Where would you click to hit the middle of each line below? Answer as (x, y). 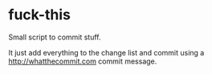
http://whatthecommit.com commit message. (83, 61)
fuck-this (39, 15)
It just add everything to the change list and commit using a (106, 52)
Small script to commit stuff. (55, 37)
